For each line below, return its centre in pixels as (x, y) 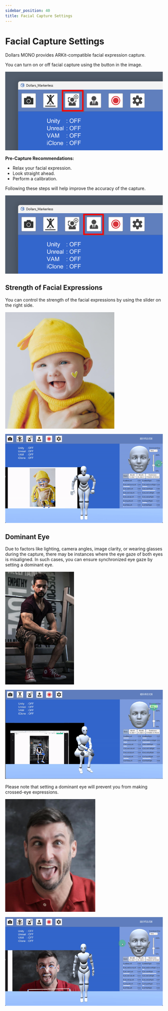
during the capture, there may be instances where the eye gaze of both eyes (84, 554)
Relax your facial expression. (42, 168)
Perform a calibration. (35, 178)
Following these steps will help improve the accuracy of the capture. (75, 188)
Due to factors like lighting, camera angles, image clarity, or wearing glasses (84, 549)
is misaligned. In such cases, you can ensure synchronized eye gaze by (79, 560)
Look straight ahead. (33, 173)
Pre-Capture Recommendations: (39, 158)
